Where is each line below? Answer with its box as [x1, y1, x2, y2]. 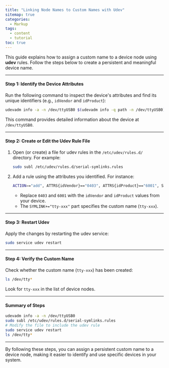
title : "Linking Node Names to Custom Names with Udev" [5, 7, 125, 13]
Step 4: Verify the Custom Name [5, 256, 74, 262]
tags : [5, 26, 17, 31]
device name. [5, 65, 34, 71]
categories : [5, 17, 30, 22]
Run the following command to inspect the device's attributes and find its [5, 92, 157, 98]
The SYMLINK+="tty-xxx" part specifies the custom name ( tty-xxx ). [20, 203, 158, 209]
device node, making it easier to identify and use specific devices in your [5, 351, 157, 357]
